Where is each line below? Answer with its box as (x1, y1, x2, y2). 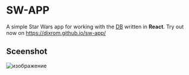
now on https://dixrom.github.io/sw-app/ (6, 29, 106, 36)
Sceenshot (6, 47, 48, 57)
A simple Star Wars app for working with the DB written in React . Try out (6, 23, 184, 30)
